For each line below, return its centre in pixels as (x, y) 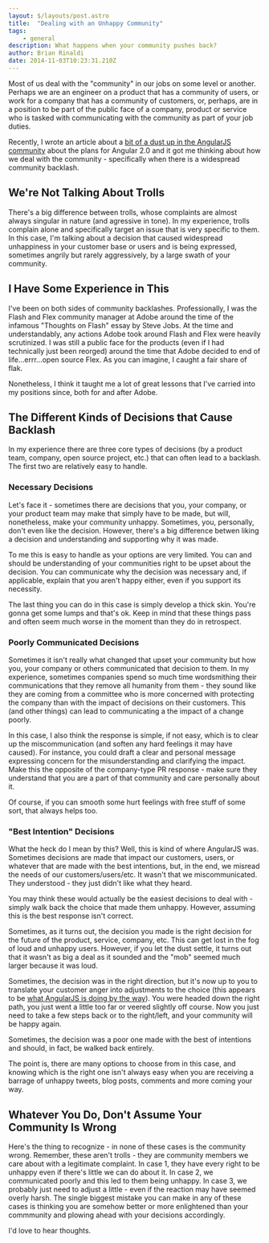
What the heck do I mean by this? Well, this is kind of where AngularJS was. (134, 849)
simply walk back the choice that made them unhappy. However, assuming (132, 908)
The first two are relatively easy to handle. (78, 467)
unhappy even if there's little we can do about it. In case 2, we (111, 1172)
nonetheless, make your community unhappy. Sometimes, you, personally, (131, 522)
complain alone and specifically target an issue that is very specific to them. (134, 229)
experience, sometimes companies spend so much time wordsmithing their (132, 677)
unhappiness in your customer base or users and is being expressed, (122, 246)
